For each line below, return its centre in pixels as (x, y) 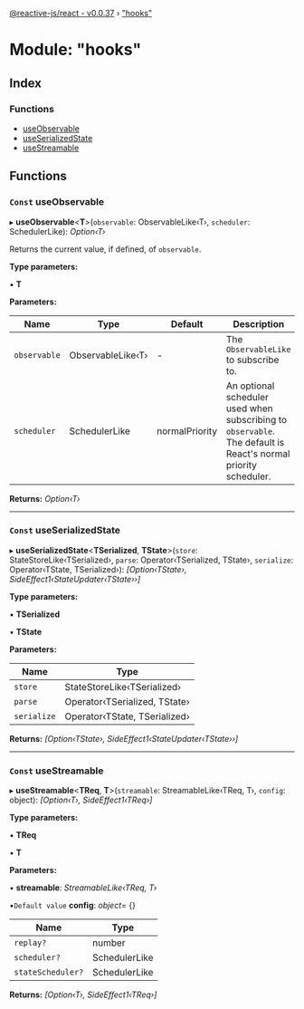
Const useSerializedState (65, 531)
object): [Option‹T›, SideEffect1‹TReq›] (81, 800)
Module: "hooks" (76, 50)
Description (259, 323)
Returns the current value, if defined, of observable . (105, 249)
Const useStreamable (57, 771)
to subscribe (252, 360)
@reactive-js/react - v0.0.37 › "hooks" (81, 13)
